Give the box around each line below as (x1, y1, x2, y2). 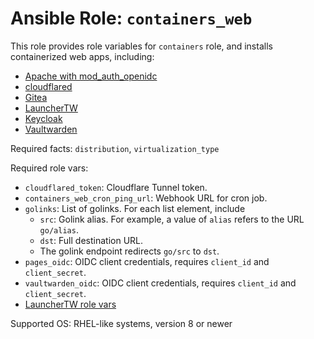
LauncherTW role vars (24, 298, 117, 310)
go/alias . (39, 223, 79, 236)
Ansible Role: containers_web (10, 7, 253, 30)
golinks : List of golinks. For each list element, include (24, 202, 246, 214)
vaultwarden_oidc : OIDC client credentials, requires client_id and (24, 277, 297, 289)
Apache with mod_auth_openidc (24, 70, 158, 82)
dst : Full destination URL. (39, 234, 144, 246)
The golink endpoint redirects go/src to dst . (39, 245, 220, 257)
